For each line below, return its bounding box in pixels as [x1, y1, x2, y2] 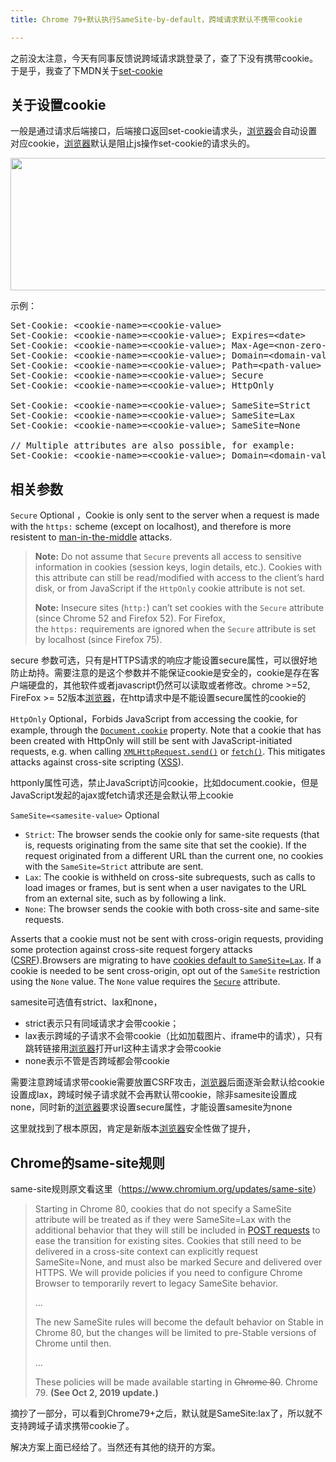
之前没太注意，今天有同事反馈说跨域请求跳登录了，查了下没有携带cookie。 [10, 52, 319, 64]
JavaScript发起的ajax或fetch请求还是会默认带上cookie [10, 789, 234, 801]
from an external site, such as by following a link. [24, 892, 227, 905]
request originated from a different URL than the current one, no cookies [24, 850, 324, 862]
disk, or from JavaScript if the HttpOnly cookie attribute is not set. [34, 582, 306, 595]
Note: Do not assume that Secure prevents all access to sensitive [34, 551, 302, 563]
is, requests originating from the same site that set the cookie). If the [24, 839, 307, 851]
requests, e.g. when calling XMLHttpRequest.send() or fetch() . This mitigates [10, 746, 326, 758]
